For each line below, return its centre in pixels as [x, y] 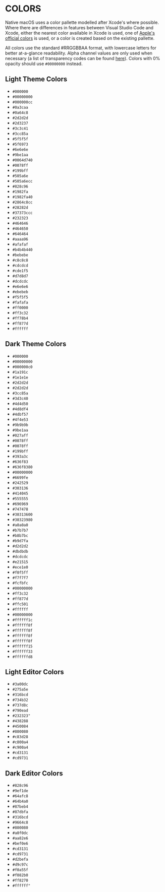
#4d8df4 [20, 409]
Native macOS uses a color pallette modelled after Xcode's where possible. [82, 22]
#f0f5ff [20, 573]
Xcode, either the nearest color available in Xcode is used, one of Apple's [80, 33]
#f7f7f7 [20, 578]
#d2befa [20, 860]
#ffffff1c [23, 620]
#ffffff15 [23, 646]
